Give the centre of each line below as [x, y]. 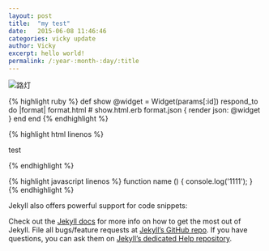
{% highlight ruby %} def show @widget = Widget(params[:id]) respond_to [133, 101]
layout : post [30, 16]
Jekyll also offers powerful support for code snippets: [98, 205]
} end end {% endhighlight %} [58, 118]
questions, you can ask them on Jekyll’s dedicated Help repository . [120, 238]
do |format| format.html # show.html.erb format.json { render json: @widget [134, 109]
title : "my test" [39, 23]
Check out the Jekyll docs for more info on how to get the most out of [125, 221]
